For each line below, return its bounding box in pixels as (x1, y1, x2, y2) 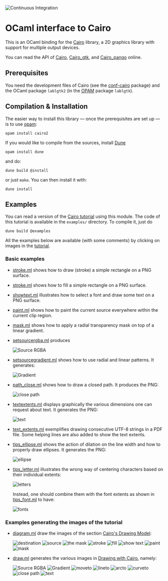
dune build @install (5, 168, 49, 173)
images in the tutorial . (5, 243, 50, 249)
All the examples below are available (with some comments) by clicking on (5, 238, 160, 244)
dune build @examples (5, 228, 51, 234)
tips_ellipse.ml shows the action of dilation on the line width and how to (12, 441, 160, 447)
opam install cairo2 (5, 131, 49, 136)
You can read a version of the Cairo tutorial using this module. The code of (5, 213, 160, 219)
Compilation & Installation (5, 102, 88, 111)
